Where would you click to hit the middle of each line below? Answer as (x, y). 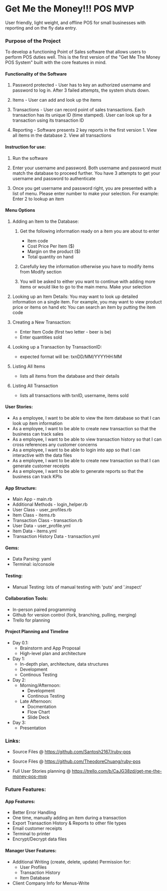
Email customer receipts (37, 828)
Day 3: (19, 723)
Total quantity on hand (50, 256)
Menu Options (20, 210)
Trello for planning (31, 620)
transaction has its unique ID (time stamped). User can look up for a (82, 115)
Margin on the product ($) (54, 251)
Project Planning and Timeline (37, 632)
